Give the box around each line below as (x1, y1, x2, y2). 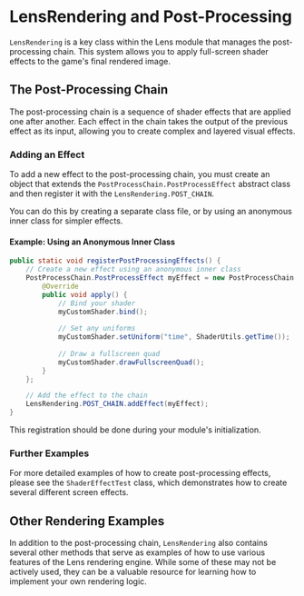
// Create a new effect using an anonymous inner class (25, 265, 242, 274)
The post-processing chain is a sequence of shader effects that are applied (9, 106, 292, 117)
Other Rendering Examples (9, 513, 165, 529)
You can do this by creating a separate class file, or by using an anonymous (9, 206, 292, 217)
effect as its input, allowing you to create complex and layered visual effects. (9, 125, 296, 136)
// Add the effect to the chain (25, 391, 148, 401)
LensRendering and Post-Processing (9, 6, 292, 27)
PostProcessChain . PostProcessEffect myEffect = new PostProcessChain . (25, 273, 299, 283)
